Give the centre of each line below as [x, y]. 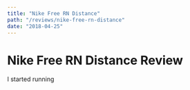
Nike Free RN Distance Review [95, 60]
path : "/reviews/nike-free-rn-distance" [66, 20]
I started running [31, 79]
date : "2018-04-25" [35, 26]
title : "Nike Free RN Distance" [54, 13]
